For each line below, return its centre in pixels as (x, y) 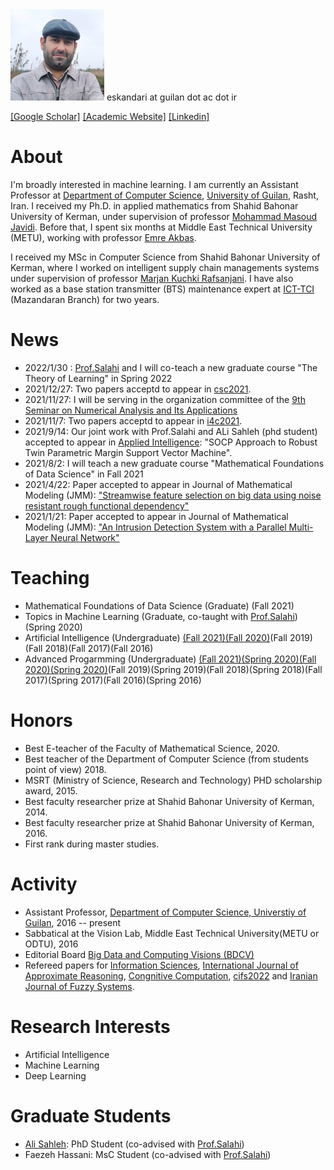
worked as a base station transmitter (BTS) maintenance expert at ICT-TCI (162, 289)
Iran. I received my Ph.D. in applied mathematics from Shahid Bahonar (154, 206)
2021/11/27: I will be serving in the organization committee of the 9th (165, 400)
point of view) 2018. (65, 769)
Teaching (50, 578)
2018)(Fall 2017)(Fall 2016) (99, 649)
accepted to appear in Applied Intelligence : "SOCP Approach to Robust (171, 442)
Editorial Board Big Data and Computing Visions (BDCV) (139, 954)
